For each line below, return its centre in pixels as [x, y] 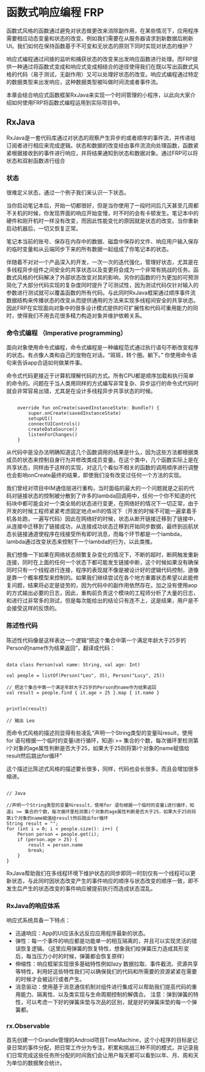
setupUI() [41, 419]
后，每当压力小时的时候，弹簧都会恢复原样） [71, 956]
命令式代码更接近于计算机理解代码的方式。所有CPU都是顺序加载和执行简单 [100, 376]
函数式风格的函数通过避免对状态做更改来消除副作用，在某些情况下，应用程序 [103, 31]
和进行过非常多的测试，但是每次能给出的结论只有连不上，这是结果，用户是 [100, 601]
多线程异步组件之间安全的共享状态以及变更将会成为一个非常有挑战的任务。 [100, 270]
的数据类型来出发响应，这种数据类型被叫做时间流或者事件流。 [84, 82]
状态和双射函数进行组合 [36, 160]
